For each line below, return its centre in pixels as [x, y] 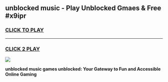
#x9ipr [16, 16]
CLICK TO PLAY [24, 30]
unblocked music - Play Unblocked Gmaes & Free [83, 8]
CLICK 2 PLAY [22, 49]
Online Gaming [21, 74]
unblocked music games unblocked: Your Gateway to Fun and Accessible [83, 69]
